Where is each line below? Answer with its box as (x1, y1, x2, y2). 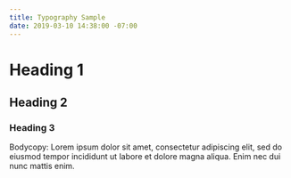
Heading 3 (9, 122, 55, 133)
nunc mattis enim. (9, 161, 75, 172)
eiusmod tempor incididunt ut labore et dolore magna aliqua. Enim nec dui (9, 151, 281, 162)
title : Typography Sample (9, 12, 105, 22)
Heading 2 (9, 95, 69, 110)
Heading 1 (9, 60, 85, 80)
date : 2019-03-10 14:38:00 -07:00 (9, 21, 138, 30)
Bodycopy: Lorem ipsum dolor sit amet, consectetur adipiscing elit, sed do (9, 142, 283, 152)
